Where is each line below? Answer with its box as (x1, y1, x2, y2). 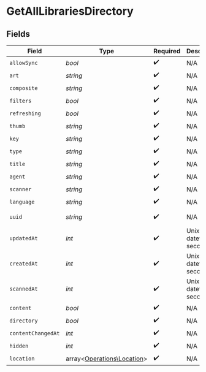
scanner (9, 186, 32, 192)
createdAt (9, 260, 38, 267)
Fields (6, 29, 31, 39)
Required (153, 47, 181, 55)
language (9, 198, 35, 205)
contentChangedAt (9, 330, 60, 336)
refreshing (9, 110, 41, 117)
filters (9, 97, 32, 104)
